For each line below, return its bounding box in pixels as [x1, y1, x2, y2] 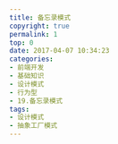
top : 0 [9, 38, 34, 47]
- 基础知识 [9, 72, 45, 80]
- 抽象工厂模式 [9, 122, 58, 131]
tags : [9, 105, 29, 114]
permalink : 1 [9, 30, 58, 38]
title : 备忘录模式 [9, 13, 72, 22]
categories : [9, 55, 54, 64]
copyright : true [9, 21, 70, 30]
